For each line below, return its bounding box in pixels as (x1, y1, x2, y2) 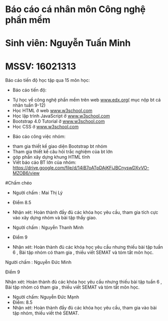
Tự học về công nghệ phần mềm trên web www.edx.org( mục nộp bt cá (12, 97, 161, 103)
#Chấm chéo (5, 180, 32, 186)
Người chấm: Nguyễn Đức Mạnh (12, 294, 79, 300)
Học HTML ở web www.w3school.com (12, 108, 93, 114)
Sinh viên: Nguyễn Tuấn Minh (5, 37, 131, 49)
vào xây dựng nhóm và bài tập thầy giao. (12, 215, 97, 221)
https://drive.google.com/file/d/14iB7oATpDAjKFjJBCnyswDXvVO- (12, 165, 149, 171)
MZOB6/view (12, 170, 40, 176)
